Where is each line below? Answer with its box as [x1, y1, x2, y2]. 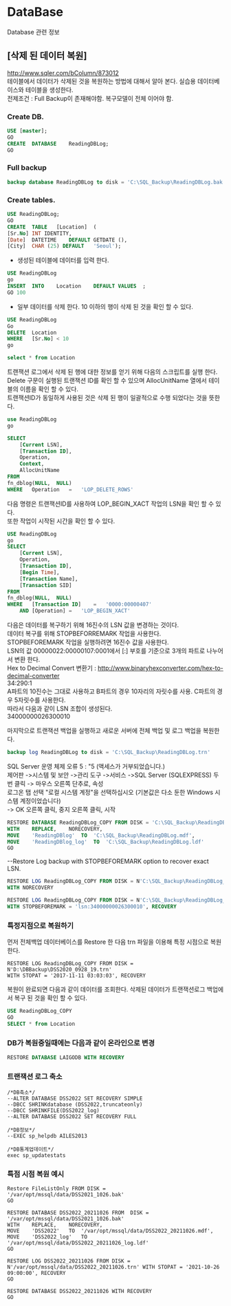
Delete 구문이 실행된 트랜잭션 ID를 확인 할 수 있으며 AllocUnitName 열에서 [7, 377, 208, 385]
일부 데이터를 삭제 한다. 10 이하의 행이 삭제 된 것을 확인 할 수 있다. [16, 302, 194, 310]
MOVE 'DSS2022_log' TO [7, 1234, 88, 1240]
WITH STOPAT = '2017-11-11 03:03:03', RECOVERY [7, 972, 146, 980]
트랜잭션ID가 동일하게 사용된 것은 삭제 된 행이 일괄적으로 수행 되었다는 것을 [7, 394, 208, 402]
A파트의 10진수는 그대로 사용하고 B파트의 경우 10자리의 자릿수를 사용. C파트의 [7, 687, 215, 695]
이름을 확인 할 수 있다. [19, 385, 79, 393]
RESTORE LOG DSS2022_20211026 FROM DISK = [7, 1258, 131, 1265]
